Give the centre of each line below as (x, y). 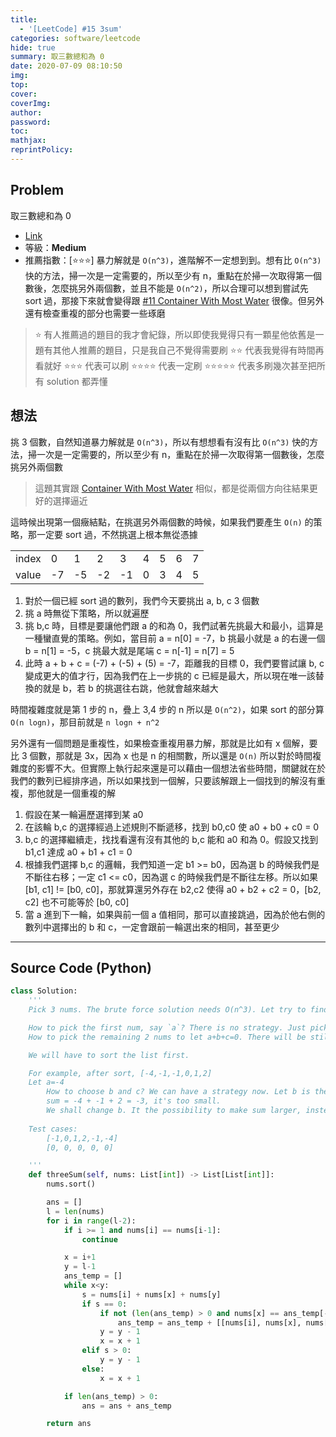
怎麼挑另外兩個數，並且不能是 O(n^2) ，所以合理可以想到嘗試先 (180, 288)
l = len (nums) (75, 1211)
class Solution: (44, 991)
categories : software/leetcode (75, 38)
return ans (69, 1424)
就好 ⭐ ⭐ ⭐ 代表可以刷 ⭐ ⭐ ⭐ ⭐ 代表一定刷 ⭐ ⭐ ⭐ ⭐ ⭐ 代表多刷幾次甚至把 (180, 365)
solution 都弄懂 (77, 381)
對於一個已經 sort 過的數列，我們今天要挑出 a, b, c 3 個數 (142, 600)
